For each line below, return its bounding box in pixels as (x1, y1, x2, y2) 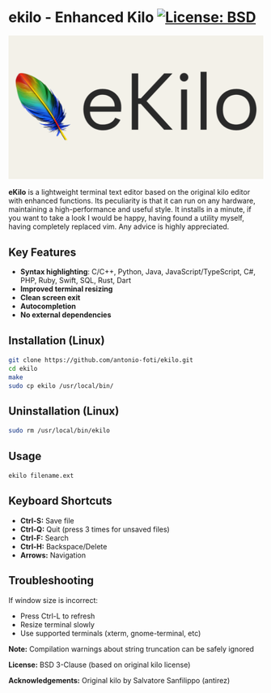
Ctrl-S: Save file (19, 515, 74, 525)
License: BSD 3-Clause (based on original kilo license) (8, 660, 191, 669)
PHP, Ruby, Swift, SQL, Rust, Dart (19, 276, 132, 286)
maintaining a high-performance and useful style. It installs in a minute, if (8, 204, 252, 214)
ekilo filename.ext (8, 471, 74, 480)
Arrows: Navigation (19, 550, 87, 560)
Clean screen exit (19, 293, 81, 303)
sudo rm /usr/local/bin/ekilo (8, 427, 111, 435)
